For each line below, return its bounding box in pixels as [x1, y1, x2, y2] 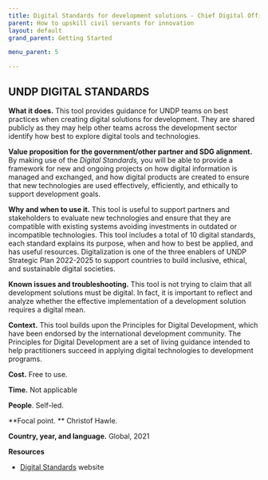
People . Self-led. [8, 400, 64, 410]
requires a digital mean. [8, 305, 86, 314]
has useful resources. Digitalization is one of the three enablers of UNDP [8, 246, 247, 256]
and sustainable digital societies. [8, 264, 116, 273]
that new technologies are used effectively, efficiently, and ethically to [8, 180, 238, 190]
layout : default [8, 26, 62, 34]
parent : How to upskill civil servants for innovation [8, 19, 195, 27]
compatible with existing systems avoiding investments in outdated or [8, 221, 238, 231]
